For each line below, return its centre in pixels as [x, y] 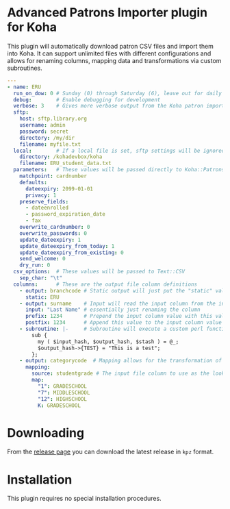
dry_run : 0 [35, 265]
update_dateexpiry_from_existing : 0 [72, 252]
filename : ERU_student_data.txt [65, 163]
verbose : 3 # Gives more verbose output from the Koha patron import [119, 106]
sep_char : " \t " [41, 278]
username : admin [43, 125]
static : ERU [42, 297]
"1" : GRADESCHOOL [62, 386]
